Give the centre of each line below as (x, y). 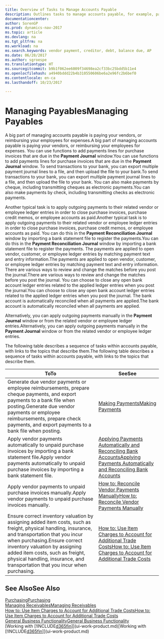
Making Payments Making (127, 403)
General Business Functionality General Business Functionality (67, 621)
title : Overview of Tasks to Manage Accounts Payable (61, 10)
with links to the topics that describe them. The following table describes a (79, 351)
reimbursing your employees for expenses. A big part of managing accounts (81, 140)
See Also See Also (32, 588)
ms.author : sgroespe (26, 60)
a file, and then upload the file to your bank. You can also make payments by (82, 182)
